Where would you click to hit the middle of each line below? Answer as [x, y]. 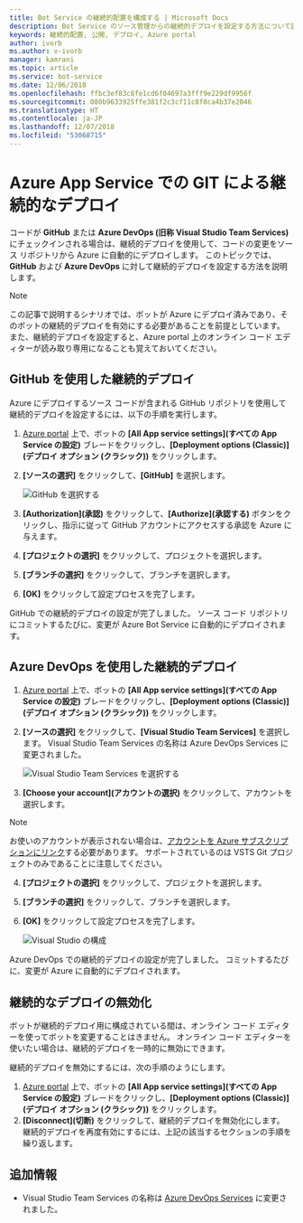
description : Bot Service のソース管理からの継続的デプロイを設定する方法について [150, 26]
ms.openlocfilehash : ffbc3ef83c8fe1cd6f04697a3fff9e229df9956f [131, 93]
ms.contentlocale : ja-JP [56, 118]
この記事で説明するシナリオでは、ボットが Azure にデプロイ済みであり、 [145, 314]
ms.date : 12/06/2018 [48, 85]
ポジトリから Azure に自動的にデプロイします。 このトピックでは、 [151, 255]
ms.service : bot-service [56, 77]
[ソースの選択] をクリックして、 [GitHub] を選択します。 [126, 475]
